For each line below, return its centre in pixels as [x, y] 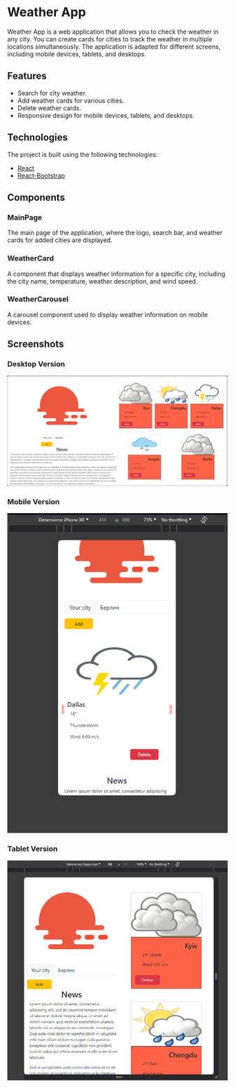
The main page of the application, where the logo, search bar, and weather [115, 233]
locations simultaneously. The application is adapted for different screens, [114, 46]
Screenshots [36, 344]
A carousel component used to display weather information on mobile [108, 314]
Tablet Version [33, 849]
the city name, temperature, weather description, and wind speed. [102, 281]
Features [27, 76]
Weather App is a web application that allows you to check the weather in [113, 32]
